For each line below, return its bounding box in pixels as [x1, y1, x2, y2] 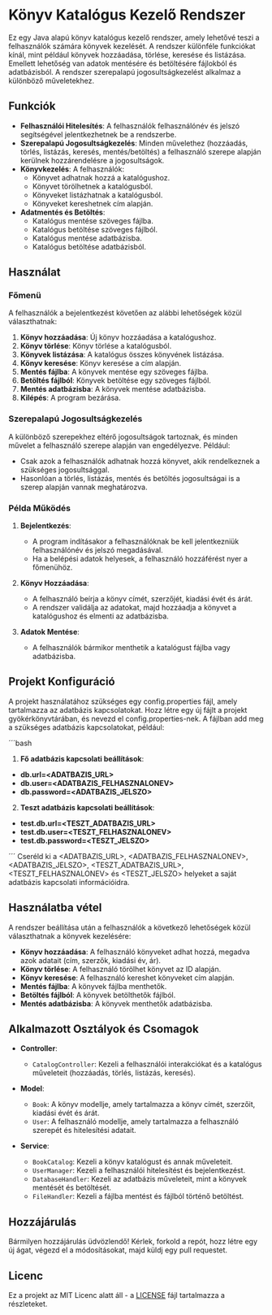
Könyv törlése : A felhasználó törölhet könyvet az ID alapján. [19, 964, 222, 974]
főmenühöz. [32, 562, 73, 572]
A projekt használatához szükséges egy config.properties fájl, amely [8, 697, 238, 706]
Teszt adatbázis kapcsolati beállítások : [19, 802, 155, 812]
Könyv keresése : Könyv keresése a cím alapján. [19, 358, 182, 368]
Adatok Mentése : [19, 627, 80, 637]
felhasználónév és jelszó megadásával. [32, 545, 164, 555]
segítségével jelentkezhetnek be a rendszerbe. [19, 129, 177, 139]
